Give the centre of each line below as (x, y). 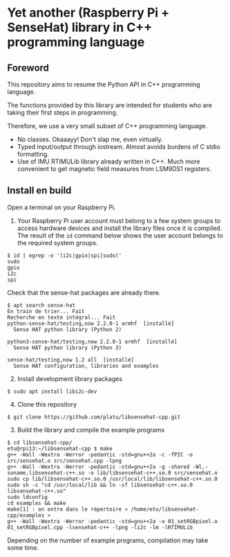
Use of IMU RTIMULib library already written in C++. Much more (108, 161)
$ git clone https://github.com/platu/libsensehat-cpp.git (94, 417)
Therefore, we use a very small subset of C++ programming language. (107, 126)
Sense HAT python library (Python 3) (68, 348)
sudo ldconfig (28, 497)
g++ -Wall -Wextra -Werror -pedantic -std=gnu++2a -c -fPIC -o (100, 454)
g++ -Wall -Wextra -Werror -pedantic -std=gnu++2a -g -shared (98, 467)
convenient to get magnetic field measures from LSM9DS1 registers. (114, 169)
